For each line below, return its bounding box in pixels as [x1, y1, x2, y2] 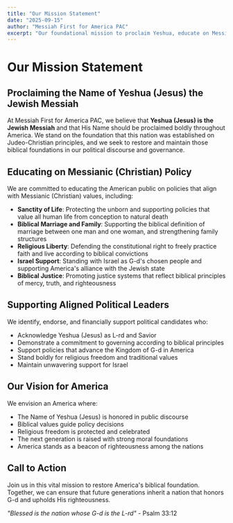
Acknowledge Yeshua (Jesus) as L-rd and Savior [17, 331, 157, 339]
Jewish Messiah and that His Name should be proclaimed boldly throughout [7, 124, 225, 132]
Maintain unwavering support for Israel [17, 360, 128, 369]
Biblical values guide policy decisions [17, 420, 125, 428]
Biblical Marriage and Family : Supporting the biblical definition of [17, 220, 205, 229]
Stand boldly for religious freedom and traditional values [17, 353, 178, 361]
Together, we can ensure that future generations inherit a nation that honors [7, 488, 224, 497]
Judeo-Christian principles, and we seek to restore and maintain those [7, 138, 209, 147]
